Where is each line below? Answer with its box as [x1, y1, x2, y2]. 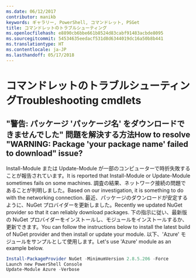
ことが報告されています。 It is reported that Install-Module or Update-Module [6, 172, 191, 179]
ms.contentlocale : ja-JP [6, 47, 67, 53]
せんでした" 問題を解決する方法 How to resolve [21, 130, 191, 140]
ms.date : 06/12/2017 [6, 8, 57, 15]
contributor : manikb [6, 14, 57, 20]
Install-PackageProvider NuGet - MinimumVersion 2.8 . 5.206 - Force [6, 256, 169, 262]
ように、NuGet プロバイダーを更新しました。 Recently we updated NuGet [6, 201, 183, 208]
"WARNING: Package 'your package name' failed [6, 139, 188, 149]
